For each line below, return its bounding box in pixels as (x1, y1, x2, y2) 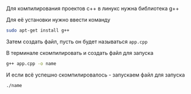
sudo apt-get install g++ (6, 27, 69, 33)
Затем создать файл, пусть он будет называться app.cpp (6, 38, 148, 45)
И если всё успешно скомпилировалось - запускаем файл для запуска (6, 71, 185, 78)
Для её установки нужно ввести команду (6, 16, 110, 23)
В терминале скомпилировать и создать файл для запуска (6, 49, 154, 56)
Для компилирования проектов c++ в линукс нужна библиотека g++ (6, 5, 179, 12)
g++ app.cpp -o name (6, 61, 57, 67)
